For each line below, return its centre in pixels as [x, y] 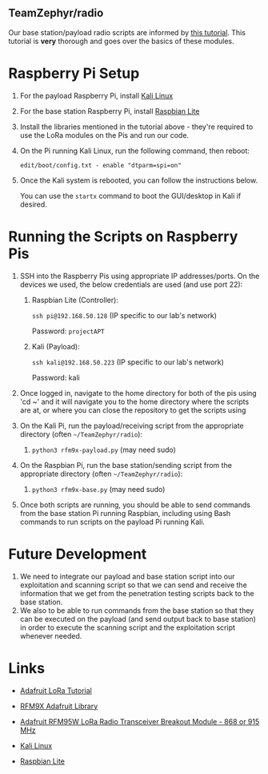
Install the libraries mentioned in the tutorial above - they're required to [136, 127]
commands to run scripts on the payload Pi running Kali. [112, 522]
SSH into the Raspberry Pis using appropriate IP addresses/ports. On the [140, 276]
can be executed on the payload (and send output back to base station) [138, 619]
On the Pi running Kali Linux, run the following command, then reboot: [135, 151]
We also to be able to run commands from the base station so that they [137, 610]
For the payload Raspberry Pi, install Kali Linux [96, 95]
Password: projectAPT [68, 331]
